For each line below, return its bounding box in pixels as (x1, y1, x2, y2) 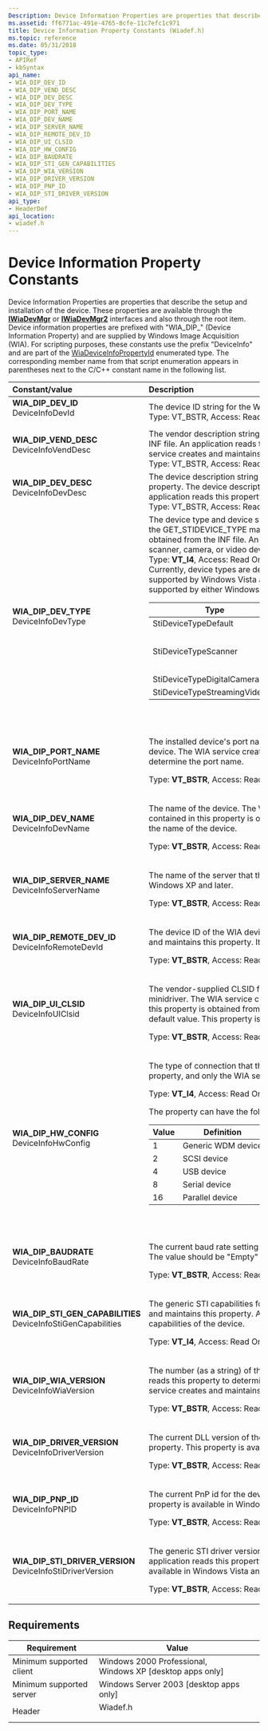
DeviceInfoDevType (12, 615, 86, 626)
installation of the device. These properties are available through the (8, 306, 233, 315)
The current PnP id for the (148, 1489, 246, 1500)
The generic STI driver (148, 1546, 233, 1557)
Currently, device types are (148, 564, 251, 575)
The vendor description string (148, 429, 261, 440)
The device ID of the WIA (148, 927, 242, 938)
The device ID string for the (148, 401, 251, 413)
